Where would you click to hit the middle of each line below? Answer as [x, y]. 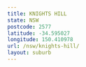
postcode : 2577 [29, 27]
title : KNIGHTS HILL [37, 14]
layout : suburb [29, 53]
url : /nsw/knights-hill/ [43, 46]
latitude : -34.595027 [39, 33]
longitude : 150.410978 [40, 40]
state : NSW [23, 20]
